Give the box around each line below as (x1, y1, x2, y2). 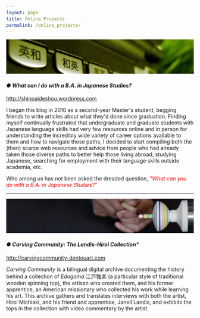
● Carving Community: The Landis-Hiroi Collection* (6, 241, 139, 248)
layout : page (6, 10, 39, 15)
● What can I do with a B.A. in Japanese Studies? (6, 82, 132, 89)
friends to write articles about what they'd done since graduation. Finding (6, 113, 186, 120)
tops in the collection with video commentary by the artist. (6, 305, 149, 312)
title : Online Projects (6, 15, 65, 22)
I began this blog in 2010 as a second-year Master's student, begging (6, 107, 177, 114)
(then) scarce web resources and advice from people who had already (6, 145, 179, 152)
